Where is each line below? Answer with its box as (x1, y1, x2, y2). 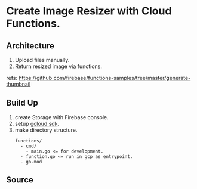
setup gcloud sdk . (14, 120, 60, 127)
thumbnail (6, 80, 31, 88)
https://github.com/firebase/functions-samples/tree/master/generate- (19, 75, 191, 81)
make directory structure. (14, 126, 78, 134)
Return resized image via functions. (14, 63, 103, 70)
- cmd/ (20, 143, 37, 149)
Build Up (6, 98, 39, 108)
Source (6, 175, 34, 185)
